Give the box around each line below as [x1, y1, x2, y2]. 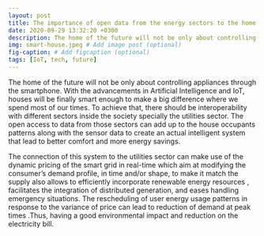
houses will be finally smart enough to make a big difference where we [8, 94, 239, 104]
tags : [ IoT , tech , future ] [8, 56, 97, 64]
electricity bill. [8, 219, 54, 228]
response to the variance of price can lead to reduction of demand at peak [8, 202, 251, 211]
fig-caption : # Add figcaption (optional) [8, 48, 150, 56]
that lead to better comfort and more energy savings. [8, 136, 181, 146]
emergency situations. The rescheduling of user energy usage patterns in [8, 193, 247, 203]
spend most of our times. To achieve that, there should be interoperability [8, 102, 247, 112]
